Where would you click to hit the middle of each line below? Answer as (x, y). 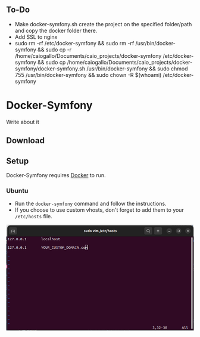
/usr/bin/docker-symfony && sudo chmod (137, 69)
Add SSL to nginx (36, 37)
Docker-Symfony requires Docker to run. (56, 175)
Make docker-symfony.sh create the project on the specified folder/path (103, 24)
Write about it (23, 122)
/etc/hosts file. (33, 217)
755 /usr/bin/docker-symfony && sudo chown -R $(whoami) (88, 75)
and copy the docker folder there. (56, 30)
